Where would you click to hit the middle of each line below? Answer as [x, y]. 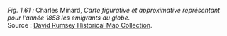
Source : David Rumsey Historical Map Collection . [80, 25]
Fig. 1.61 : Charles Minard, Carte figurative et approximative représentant [114, 10]
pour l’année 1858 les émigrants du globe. [69, 18]
